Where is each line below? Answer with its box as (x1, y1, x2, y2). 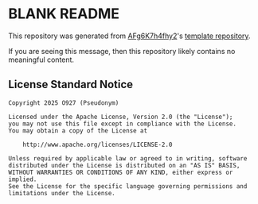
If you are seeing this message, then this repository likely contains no (8, 46, 236, 56)
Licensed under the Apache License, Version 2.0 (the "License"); (8, 113, 233, 121)
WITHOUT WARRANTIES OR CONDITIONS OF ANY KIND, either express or (8, 168, 233, 176)
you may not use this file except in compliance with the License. (8, 120, 237, 128)
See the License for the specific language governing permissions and (8, 182, 248, 191)
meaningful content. (8, 55, 74, 64)
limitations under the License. (8, 189, 115, 197)
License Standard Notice (8, 78, 134, 91)
